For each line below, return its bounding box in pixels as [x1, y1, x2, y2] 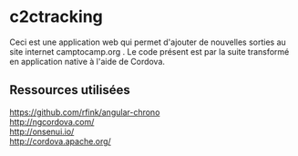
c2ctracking [9, 6, 103, 27]
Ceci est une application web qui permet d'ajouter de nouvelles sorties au [9, 36, 287, 47]
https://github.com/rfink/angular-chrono [9, 107, 160, 118]
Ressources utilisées [9, 82, 130, 98]
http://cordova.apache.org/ [9, 135, 111, 147]
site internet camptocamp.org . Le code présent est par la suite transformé [9, 46, 290, 57]
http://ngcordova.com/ [9, 116, 95, 127]
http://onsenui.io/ [9, 126, 75, 137]
